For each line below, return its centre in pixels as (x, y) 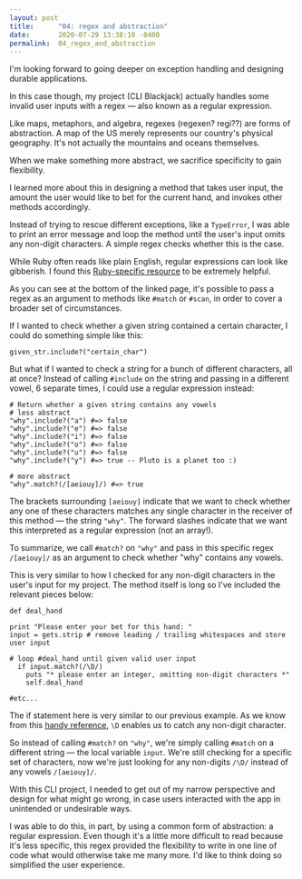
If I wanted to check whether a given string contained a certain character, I (149, 326)
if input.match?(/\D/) (60, 667)
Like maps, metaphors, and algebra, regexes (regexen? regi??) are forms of (150, 124)
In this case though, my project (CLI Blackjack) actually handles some (139, 96)
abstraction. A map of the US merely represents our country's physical (141, 134)
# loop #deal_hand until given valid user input (103, 659)
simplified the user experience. (67, 865)
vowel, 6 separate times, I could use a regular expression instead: (132, 388)
